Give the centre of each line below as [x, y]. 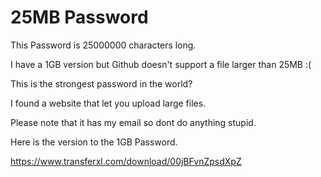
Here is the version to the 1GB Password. [94, 142]
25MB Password [79, 17]
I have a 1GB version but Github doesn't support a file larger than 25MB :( [161, 64]
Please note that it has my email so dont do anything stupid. [133, 122]
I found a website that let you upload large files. [108, 103]
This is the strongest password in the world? [101, 83]
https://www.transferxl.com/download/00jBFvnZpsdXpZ [126, 161]
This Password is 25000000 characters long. [103, 45]
